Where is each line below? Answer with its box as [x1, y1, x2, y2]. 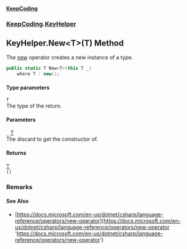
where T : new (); [17, 71, 60, 77]
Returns [6, 149, 27, 156]
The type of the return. [6, 102, 63, 110]
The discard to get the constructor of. [6, 136, 98, 143]
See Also [6, 198, 29, 205]
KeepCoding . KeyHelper [6, 20, 76, 28]
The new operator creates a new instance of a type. [6, 54, 133, 61]
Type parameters [6, 84, 50, 91]
